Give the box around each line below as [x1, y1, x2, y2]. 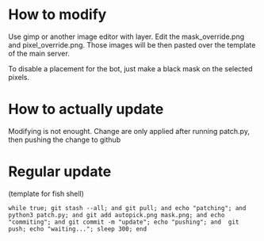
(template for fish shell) [8, 189, 85, 198]
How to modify [8, 6, 107, 24]
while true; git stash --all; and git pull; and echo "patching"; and [8, 204, 247, 212]
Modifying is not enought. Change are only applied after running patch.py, [8, 126, 250, 136]
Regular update [8, 163, 112, 181]
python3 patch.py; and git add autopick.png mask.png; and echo [8, 211, 225, 219]
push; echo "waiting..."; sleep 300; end [8, 224, 147, 233]
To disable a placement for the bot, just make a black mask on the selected [8, 63, 253, 73]
